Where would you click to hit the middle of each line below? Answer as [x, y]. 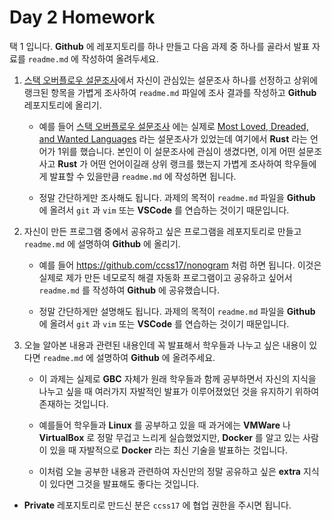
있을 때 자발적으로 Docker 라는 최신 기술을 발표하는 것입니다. [168, 450]
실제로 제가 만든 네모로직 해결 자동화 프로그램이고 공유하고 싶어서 [165, 277]
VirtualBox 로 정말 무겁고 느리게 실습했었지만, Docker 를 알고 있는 [169, 437]
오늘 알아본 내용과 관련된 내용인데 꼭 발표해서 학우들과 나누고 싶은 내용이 [165, 345]
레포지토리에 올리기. [62, 105]
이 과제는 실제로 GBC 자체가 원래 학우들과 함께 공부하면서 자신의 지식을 [177, 378]
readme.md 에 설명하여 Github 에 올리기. [102, 243]
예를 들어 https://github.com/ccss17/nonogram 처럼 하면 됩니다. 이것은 [180, 265]
